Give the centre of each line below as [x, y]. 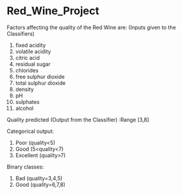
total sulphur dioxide [40, 83]
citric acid [28, 58]
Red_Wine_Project [53, 11]
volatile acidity [33, 51]
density [25, 89]
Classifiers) [21, 33]
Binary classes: [25, 167]
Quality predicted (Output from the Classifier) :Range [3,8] [78, 119]
